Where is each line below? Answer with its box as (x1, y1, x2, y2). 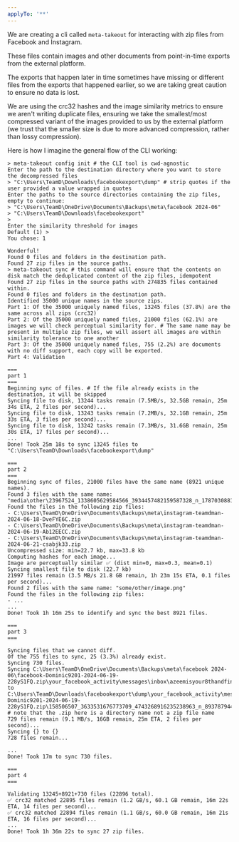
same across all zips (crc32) (7, 310, 97, 317)
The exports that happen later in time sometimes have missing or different (7, 73, 224, 81)
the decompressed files (7, 172, 78, 179)
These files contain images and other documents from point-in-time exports (7, 51, 230, 60)
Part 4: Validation (7, 353, 65, 360)
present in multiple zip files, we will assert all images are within (7, 328, 221, 335)
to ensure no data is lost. (7, 88, 80, 96)
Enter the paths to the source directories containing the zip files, (7, 191, 221, 198)
